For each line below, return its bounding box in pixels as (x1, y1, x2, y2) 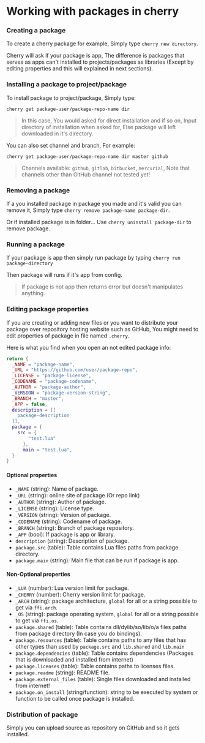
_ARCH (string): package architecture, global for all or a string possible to (15, 597, 198, 605)
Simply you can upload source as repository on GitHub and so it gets (6, 724, 180, 731)
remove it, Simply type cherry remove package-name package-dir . (6, 206, 170, 214)
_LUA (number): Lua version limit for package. (15, 584, 130, 592)
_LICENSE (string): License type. (15, 504, 95, 512)
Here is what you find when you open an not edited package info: (6, 344, 171, 351)
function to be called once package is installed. (15, 695, 135, 702)
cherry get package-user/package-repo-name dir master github (6, 153, 168, 160)
